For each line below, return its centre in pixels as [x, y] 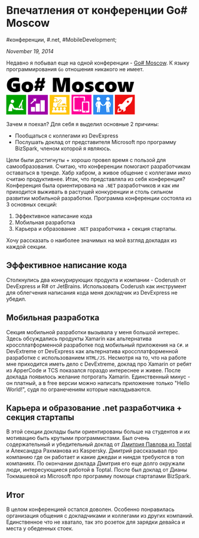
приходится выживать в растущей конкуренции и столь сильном [90, 191]
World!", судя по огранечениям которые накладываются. [79, 389]
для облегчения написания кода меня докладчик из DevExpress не [92, 292]
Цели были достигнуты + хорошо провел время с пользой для [86, 160]
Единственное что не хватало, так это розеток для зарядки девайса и [96, 522]
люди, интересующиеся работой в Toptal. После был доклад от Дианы [97, 470]
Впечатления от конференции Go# [97, 10]
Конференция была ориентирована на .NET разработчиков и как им [93, 185]
